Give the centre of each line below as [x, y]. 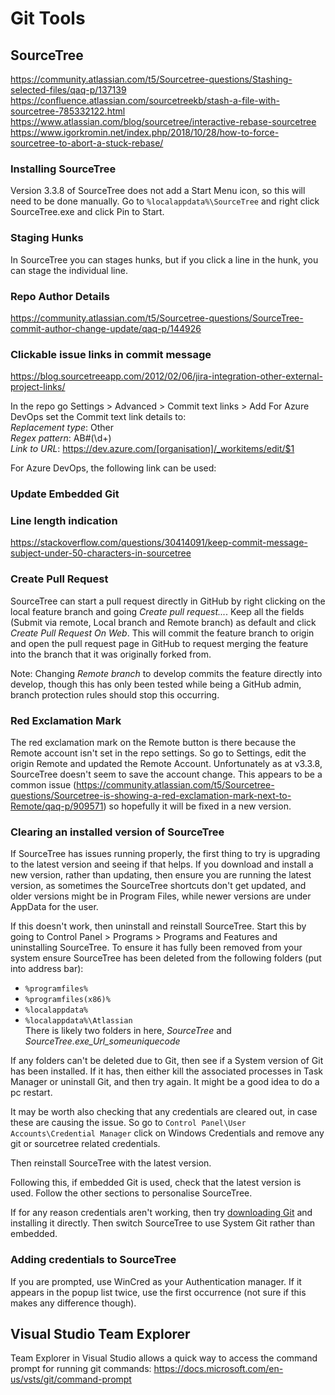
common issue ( [43, 785]
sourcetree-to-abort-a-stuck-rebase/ [87, 143]
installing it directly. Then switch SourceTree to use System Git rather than [163, 1223]
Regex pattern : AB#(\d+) [61, 438]
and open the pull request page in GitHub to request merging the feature [159, 643]
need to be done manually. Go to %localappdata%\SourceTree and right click [165, 201]
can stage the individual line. [69, 270]
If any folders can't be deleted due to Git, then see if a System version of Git [167, 1061]
